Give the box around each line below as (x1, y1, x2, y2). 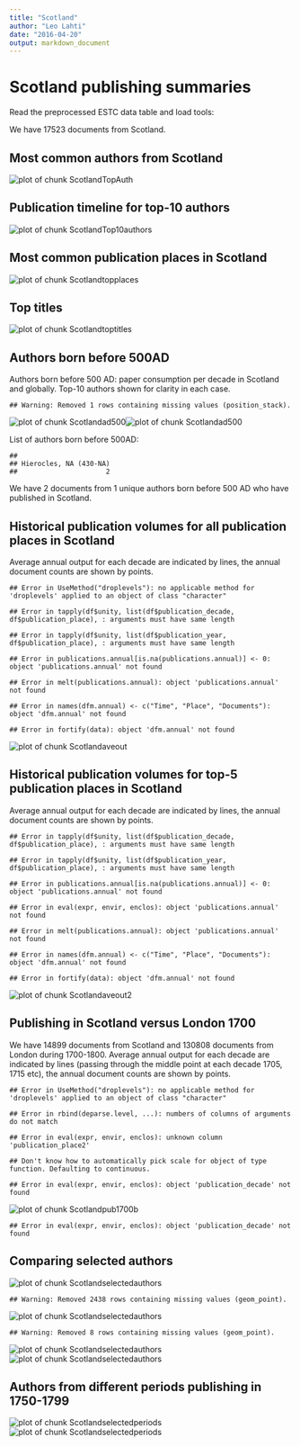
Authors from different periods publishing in (9, 1379, 262, 1395)
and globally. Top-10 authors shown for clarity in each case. (9, 383, 231, 394)
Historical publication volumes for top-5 (9, 767, 238, 783)
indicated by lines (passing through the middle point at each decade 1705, (9, 1058, 283, 1069)
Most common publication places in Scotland (9, 250, 268, 265)
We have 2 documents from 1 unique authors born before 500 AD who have (9, 483, 289, 494)
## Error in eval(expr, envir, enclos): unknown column (9, 1133, 223, 1142)
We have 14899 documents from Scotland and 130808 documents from (9, 1039, 274, 1050)
